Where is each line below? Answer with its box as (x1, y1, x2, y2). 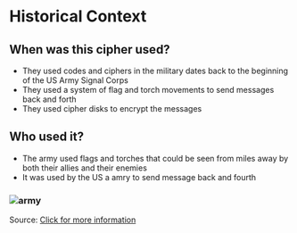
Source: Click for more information (9, 214, 136, 225)
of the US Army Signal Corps (21, 75, 129, 86)
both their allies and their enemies (21, 162, 147, 173)
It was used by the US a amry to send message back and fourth (21, 171, 257, 182)
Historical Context (9, 6, 147, 27)
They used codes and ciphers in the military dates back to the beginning (21, 65, 288, 76)
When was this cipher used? (9, 42, 171, 57)
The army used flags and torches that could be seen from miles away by (21, 153, 289, 163)
